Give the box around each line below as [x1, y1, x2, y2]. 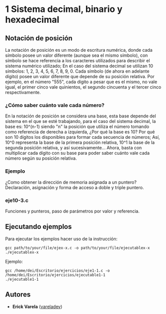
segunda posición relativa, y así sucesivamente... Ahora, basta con [5, 145, 142, 151]
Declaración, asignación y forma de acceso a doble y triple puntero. [5, 184, 144, 190]
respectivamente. [5, 90, 41, 95]
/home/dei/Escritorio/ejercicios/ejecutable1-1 [5, 272, 106, 277]
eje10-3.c [5, 197, 29, 204]
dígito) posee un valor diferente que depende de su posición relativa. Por [5, 74, 155, 79]
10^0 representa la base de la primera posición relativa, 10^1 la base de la [5, 139, 155, 145]
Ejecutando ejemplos [5, 222, 72, 231]
